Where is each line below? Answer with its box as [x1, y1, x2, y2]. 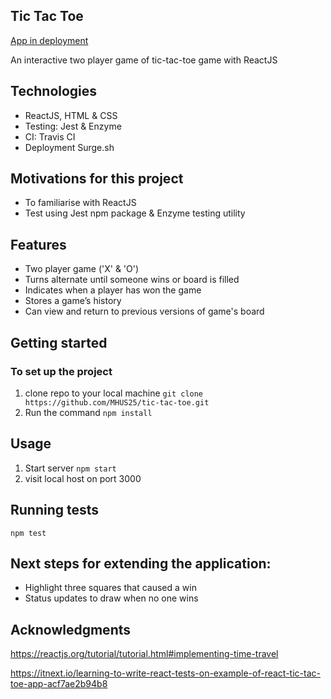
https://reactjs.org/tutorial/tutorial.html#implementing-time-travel [10, 648, 279, 660]
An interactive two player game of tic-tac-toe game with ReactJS [10, 54, 278, 66]
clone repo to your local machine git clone [24, 387, 204, 399]
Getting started [10, 334, 108, 351]
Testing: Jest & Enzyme [24, 120, 122, 132]
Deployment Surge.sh [24, 141, 115, 153]
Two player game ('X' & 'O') [24, 263, 140, 275]
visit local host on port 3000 [24, 472, 142, 484]
